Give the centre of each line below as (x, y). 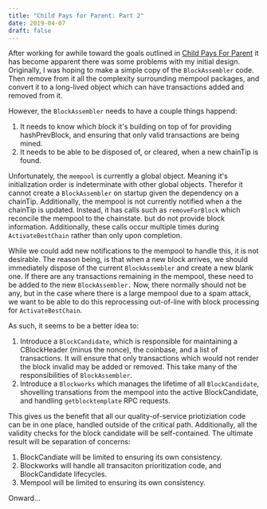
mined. (31, 144)
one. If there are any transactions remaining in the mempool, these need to (131, 276)
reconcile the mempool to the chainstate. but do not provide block (117, 219)
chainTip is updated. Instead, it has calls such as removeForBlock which (124, 210)
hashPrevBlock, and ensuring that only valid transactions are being (130, 135)
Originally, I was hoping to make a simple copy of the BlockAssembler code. (132, 70)
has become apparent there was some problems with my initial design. (124, 62)
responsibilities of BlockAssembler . (76, 376)
